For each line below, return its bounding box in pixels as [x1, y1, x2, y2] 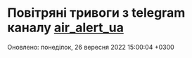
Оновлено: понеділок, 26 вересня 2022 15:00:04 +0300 [7, 43, 174, 51]
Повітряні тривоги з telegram [7, 5, 186, 21]
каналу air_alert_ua [7, 20, 124, 36]
